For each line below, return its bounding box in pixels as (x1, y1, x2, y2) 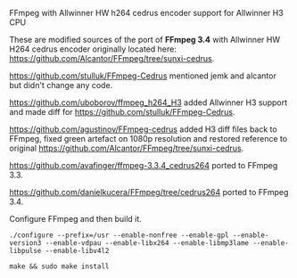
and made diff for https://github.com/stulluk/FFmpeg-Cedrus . (9, 107, 235, 117)
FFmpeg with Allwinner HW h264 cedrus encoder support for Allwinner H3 (9, 8, 284, 18)
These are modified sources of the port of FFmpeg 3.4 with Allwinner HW (9, 35, 281, 45)
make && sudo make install (9, 262, 110, 271)
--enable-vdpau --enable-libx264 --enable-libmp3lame (45, 239, 250, 248)
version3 (9, 239, 42, 248)
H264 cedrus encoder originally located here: (9, 44, 177, 54)
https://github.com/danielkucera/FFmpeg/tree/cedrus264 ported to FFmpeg (9, 187, 289, 197)
